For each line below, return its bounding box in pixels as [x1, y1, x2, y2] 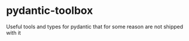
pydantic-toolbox [6, 4, 93, 17]
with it [6, 29, 21, 36]
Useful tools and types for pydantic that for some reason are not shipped [6, 23, 184, 30]
